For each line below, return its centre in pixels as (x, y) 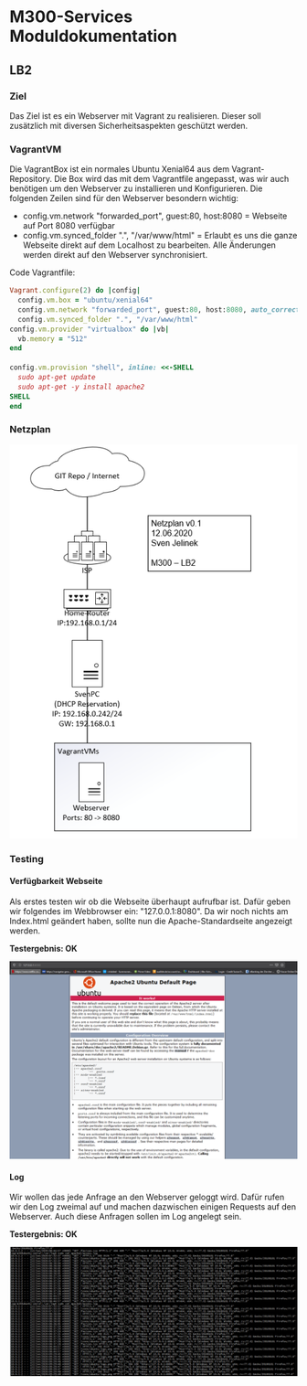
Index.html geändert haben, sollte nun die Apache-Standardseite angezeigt (151, 921)
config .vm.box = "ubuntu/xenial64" (85, 300)
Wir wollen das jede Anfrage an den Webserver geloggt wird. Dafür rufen (147, 1197)
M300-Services (71, 17)
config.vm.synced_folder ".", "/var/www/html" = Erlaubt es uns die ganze (160, 236)
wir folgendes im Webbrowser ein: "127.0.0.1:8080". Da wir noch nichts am (149, 911)
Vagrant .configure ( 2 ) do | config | (75, 291)
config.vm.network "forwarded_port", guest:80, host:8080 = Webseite (155, 216)
